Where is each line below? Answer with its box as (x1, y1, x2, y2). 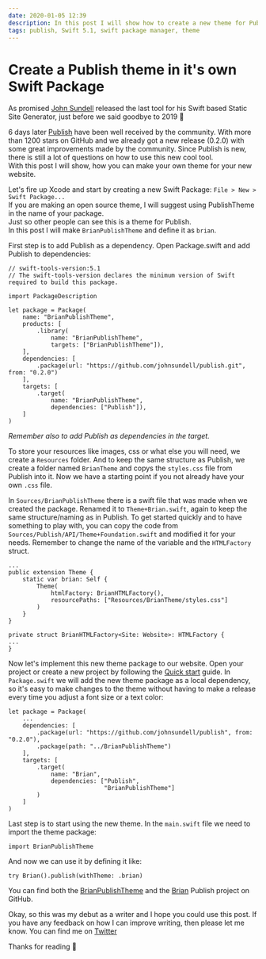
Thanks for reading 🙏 (8, 942, 77, 952)
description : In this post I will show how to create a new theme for (8, 19, 246, 27)
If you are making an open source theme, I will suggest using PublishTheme (8, 200, 255, 210)
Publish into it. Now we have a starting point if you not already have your (8, 472, 245, 481)
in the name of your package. (8, 209, 104, 218)
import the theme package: (8, 827, 97, 837)
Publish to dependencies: (8, 249, 91, 259)
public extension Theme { (8, 569, 93, 577)
